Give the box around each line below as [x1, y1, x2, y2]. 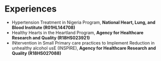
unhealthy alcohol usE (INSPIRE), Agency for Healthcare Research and [11, 45, 156, 51]
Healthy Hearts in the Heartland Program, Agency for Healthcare [11, 30, 144, 35]
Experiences [4, 3, 57, 15]
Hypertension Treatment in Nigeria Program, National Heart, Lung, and [11, 19, 156, 25]
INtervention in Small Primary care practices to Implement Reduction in [11, 40, 155, 46]
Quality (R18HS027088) [11, 50, 62, 56]
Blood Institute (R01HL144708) [11, 24, 75, 30]
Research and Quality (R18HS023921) [11, 35, 90, 41]
